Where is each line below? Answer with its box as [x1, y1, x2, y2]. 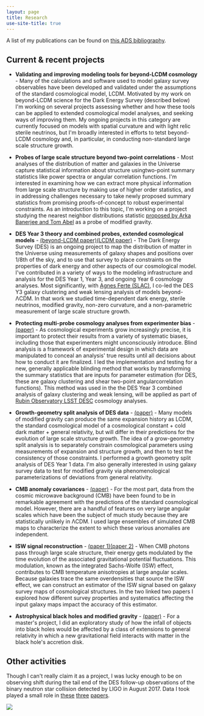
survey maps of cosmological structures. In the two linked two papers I [15, 588, 194, 595]
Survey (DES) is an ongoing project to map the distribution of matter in [15, 243, 192, 250]
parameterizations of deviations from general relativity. [15, 474, 153, 481]
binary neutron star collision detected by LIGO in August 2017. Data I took [6, 686, 190, 692]
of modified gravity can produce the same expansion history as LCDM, [15, 415, 193, 423]
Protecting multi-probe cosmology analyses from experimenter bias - [15, 320, 195, 327]
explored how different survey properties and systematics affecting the [15, 594, 194, 602]
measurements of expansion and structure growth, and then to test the [15, 448, 193, 455]
